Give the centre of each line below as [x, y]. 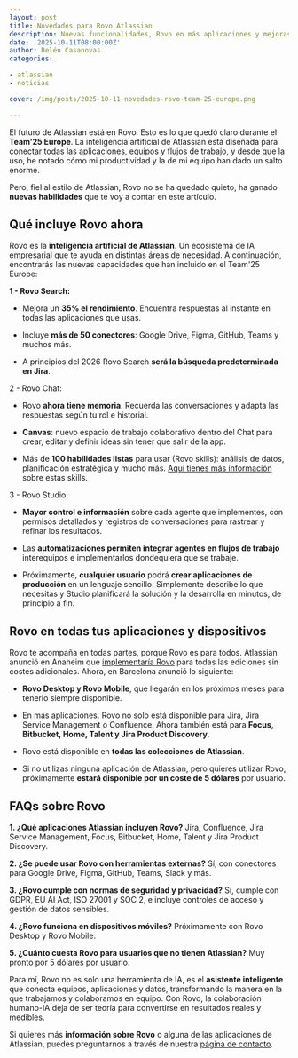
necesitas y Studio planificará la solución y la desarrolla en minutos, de [152, 594]
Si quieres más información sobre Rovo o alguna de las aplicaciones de [141, 1035]
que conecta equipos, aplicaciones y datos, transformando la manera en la [145, 989]
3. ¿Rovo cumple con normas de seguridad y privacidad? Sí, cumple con [144, 890]
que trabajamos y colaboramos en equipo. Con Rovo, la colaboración [135, 998]
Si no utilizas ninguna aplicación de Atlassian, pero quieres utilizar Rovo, [154, 768]
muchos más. [47, 345]
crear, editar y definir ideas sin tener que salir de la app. [124, 441]
